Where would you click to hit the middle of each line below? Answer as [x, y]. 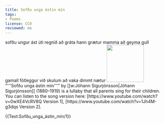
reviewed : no [19, 28]
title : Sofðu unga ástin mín [35, 10]
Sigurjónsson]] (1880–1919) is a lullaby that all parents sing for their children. [83, 91]
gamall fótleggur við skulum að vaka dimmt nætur [56, 80]
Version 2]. [30, 107]
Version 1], [54, 102]
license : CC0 [19, 24]
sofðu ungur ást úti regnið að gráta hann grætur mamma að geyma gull [77, 42]
